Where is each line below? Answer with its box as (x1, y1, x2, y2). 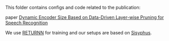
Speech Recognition (5, 20, 48, 26)
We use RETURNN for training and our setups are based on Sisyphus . (5, 30, 152, 35)
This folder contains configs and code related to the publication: (5, 5, 141, 10)
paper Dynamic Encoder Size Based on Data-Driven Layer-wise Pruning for (5, 14, 164, 20)
